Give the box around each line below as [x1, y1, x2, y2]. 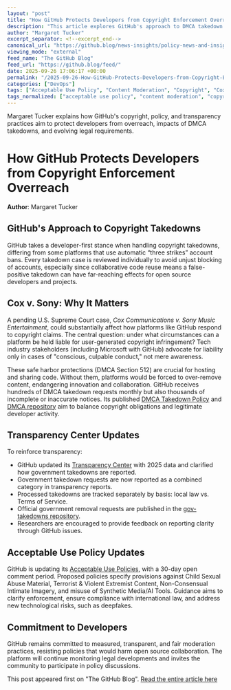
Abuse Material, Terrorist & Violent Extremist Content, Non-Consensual [7, 579, 208, 588]
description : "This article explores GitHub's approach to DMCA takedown [7, 23, 223, 30]
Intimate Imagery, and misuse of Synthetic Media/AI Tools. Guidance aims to [7, 587, 223, 595]
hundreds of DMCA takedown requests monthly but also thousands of [7, 387, 206, 396]
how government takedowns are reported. [16, 468, 137, 477]
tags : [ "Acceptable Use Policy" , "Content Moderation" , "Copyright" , [7, 87, 211, 94]
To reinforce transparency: [7, 448, 82, 456]
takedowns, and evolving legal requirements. [7, 127, 134, 135]
